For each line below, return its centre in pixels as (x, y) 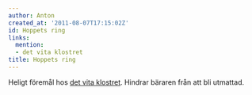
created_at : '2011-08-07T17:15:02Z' (69, 23)
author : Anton (32, 15)
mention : (30, 45)
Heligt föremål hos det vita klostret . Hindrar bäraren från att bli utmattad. (126, 82)
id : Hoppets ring (37, 30)
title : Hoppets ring (42, 60)
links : (19, 38)
